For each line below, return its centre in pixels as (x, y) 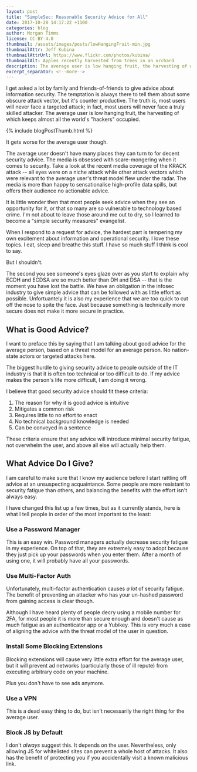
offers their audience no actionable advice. (58, 191)
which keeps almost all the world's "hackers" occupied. (73, 119)
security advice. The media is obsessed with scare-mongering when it (91, 160)
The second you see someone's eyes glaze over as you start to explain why (98, 274)
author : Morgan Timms (33, 33)
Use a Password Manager (43, 529)
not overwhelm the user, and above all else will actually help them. (86, 445)
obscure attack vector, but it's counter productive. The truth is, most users (96, 101)
